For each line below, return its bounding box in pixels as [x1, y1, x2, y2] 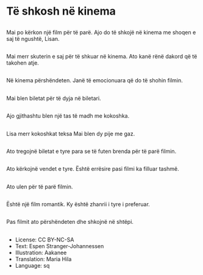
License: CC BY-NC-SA [15, 236, 74, 243]
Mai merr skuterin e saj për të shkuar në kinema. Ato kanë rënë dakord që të [6, 52, 198, 60]
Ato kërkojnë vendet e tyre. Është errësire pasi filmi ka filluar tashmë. [6, 165, 180, 173]
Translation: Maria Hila [15, 255, 72, 263]
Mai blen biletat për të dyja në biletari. [6, 95, 102, 102]
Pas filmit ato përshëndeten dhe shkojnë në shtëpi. [6, 218, 134, 226]
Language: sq [15, 262, 50, 269]
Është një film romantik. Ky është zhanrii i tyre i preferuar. [6, 201, 151, 208]
